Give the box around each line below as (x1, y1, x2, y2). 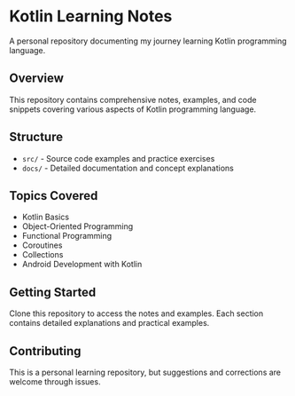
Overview (9, 71, 65, 86)
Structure (9, 130, 64, 145)
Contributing (9, 344, 82, 359)
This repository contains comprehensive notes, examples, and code (9, 94, 257, 105)
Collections (21, 249, 64, 260)
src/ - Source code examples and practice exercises (21, 153, 215, 163)
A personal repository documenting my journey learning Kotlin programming (9, 36, 287, 46)
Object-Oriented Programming (21, 221, 134, 232)
